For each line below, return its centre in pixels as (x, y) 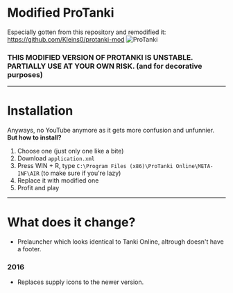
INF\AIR (28, 174)
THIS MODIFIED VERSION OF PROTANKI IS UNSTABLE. (100, 57)
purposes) (25, 74)
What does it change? (71, 223)
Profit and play (38, 188)
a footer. (29, 249)
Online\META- (195, 167)
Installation (40, 111)
